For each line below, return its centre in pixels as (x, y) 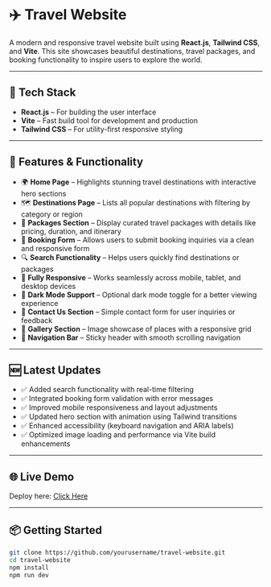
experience (39, 303)
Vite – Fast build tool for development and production (109, 120)
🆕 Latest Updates (55, 370)
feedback (37, 320)
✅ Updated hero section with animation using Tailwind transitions (129, 417)
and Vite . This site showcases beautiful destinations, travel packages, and (132, 51)
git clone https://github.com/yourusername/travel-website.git (117, 552)
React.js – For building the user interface (88, 112)
